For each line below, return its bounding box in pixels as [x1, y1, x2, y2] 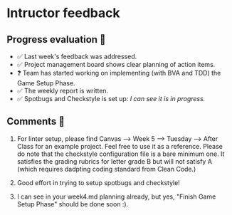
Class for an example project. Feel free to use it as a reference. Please [16, 142, 223, 150]
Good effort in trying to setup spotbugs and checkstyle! [16, 178, 181, 187]
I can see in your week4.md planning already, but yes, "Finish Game [16, 192, 216, 201]
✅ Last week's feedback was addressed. [16, 52, 137, 61]
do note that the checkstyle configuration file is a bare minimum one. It [16, 150, 225, 158]
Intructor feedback [6, 5, 120, 21]
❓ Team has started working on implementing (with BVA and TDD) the [16, 69, 221, 77]
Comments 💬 [6, 115, 65, 127]
